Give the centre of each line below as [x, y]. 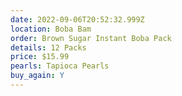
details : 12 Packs [48, 47]
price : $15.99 [40, 57]
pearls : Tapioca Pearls [60, 66]
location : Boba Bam [51, 29]
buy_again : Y [37, 76]
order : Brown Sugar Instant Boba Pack [91, 38]
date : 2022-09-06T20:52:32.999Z [77, 19]
